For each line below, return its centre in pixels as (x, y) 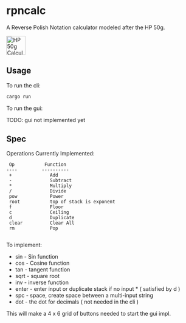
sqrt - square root (37, 276)
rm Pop (34, 228)
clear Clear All (42, 223)
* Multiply (40, 186)
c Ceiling (39, 212)
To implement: (24, 245)
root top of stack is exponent (62, 202)
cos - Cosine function (42, 263)
